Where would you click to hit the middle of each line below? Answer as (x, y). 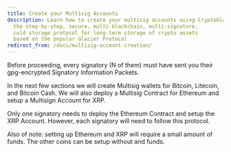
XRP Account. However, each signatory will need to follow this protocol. (109, 121)
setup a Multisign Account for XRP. (57, 100)
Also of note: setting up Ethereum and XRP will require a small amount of (110, 134)
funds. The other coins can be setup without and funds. (86, 141)
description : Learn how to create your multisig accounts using (101, 20)
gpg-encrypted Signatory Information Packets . (73, 72)
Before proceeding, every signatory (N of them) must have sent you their (110, 65)
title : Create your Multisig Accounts (63, 13)
